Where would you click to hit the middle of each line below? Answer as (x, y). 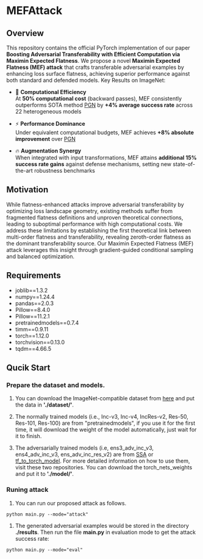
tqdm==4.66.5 (33, 348)
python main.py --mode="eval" (45, 550)
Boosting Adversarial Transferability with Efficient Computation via (93, 54)
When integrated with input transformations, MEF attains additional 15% (106, 157)
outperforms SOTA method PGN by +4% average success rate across (104, 105)
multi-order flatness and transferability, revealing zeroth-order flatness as (99, 237)
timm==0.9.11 (32, 329)
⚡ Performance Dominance (50, 124)
